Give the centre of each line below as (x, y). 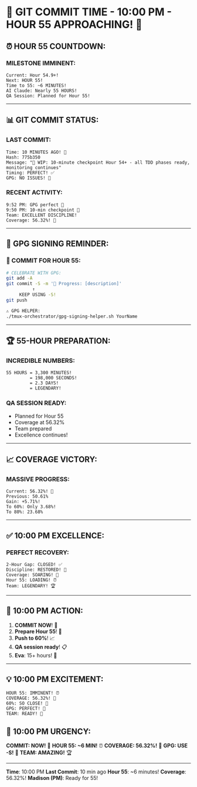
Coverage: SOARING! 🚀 (33, 575)
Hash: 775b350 (23, 157)
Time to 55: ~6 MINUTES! (36, 85)
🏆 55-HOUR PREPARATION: (58, 341)
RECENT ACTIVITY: (34, 193)
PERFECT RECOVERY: (38, 552)
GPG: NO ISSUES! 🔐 (28, 178)
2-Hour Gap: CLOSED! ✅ (34, 564)
